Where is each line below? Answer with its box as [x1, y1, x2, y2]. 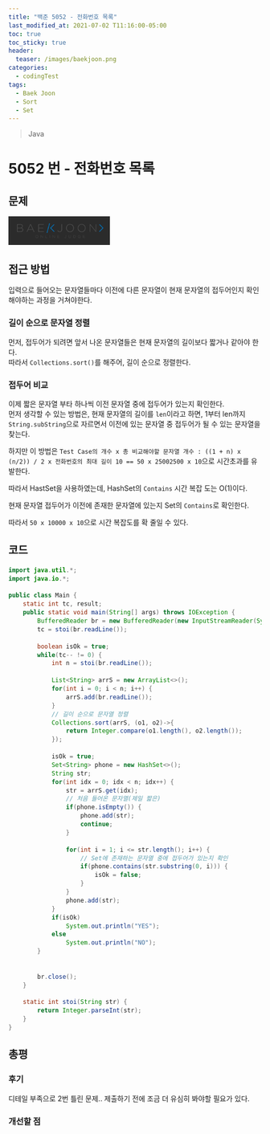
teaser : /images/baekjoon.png [15, 55, 117, 63]
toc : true [8, 30, 42, 38]
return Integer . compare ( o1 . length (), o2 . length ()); [65, 727, 243, 735]
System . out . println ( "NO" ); [65, 939, 157, 947]
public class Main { [8, 591, 78, 600]
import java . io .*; [8, 574, 70, 582]
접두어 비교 [8, 379, 49, 390]
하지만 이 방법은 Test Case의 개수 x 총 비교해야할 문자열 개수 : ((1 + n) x [8, 447, 241, 456]
